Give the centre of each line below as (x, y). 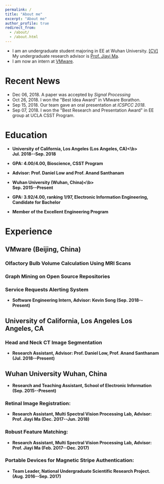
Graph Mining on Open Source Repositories (58, 277)
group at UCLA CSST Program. (43, 115)
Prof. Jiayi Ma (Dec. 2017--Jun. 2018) (51, 419)
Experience (29, 231)
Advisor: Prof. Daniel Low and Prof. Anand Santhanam (68, 173)
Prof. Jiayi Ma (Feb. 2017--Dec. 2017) (51, 448)
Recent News (33, 81)
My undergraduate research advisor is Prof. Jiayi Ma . (66, 56)
